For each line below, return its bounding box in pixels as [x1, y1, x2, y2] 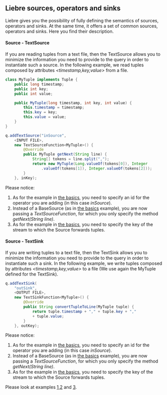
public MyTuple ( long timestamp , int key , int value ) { [14, 100, 132, 105]
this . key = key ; [23, 110, 58, 115]
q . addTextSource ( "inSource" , [5, 133, 67, 138]
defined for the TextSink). [5, 271, 59, 277]
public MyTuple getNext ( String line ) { [23, 152, 107, 157]
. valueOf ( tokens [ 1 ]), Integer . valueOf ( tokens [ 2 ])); [41, 166, 152, 171]
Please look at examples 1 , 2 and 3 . [5, 384, 77, 390]
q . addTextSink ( [5, 281, 37, 286]
